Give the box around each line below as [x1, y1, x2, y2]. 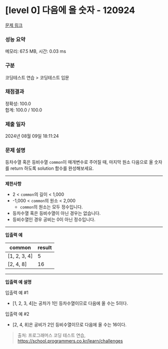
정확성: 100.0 [5, 100, 31, 106]
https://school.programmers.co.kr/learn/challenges [17, 338, 123, 344]
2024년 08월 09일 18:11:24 [5, 133, 59, 139]
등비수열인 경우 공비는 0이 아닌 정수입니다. [12, 216, 96, 222]
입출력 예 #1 [5, 290, 28, 296]
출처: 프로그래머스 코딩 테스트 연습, [17, 332, 86, 338]
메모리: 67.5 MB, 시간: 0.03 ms [5, 48, 66, 54]
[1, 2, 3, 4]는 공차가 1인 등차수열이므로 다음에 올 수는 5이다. [12, 300, 128, 306]
